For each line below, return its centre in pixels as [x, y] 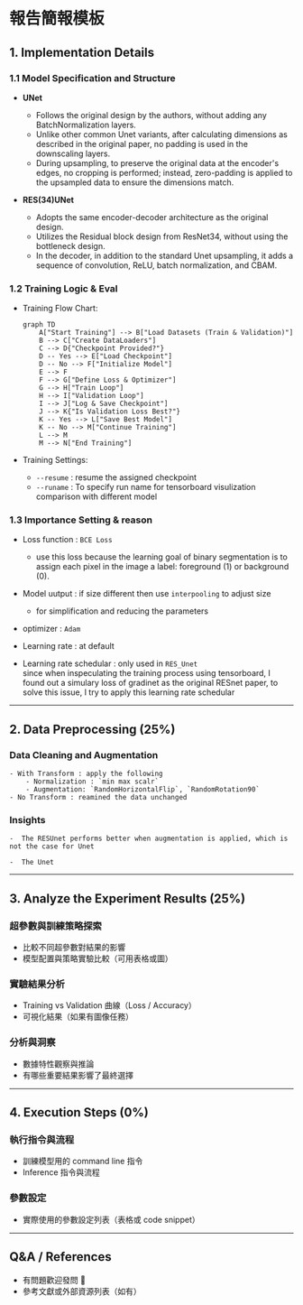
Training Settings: [55, 460]
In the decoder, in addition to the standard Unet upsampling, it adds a [165, 255]
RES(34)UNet [48, 199]
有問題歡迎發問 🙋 [54, 1280]
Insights [28, 820]
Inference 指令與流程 [61, 1172]
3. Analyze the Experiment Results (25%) [128, 898]
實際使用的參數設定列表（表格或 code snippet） [111, 1219]
